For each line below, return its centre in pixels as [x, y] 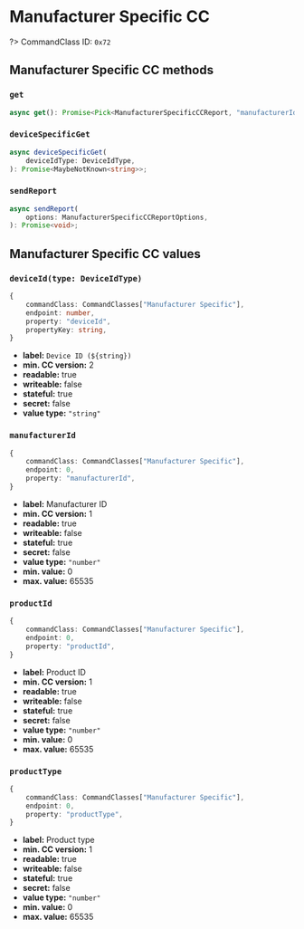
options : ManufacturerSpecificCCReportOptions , [117, 217]
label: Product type [58, 840]
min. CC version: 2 [58, 365]
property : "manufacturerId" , [81, 479]
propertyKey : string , [66, 330]
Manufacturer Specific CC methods [112, 70]
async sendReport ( [44, 209]
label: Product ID [54, 672]
